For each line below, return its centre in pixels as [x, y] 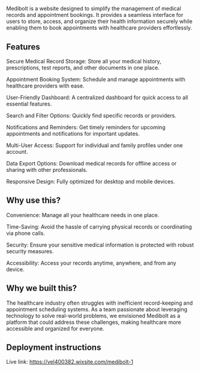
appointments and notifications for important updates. [73, 134]
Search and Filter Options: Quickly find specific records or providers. [91, 116]
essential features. [29, 104]
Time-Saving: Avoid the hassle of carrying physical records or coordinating [99, 227]
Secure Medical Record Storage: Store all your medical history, [84, 61]
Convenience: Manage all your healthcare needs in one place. [83, 215]
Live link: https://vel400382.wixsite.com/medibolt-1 [70, 362]
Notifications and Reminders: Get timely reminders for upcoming [86, 127]
